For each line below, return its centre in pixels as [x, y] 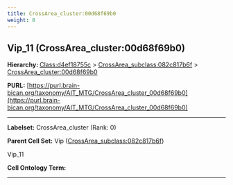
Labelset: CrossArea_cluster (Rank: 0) [62, 127]
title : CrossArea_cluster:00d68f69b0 [62, 14]
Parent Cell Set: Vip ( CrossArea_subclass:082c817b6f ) [86, 141]
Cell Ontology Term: [37, 168]
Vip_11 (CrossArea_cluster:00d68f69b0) [96, 48]
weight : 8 [21, 20]
